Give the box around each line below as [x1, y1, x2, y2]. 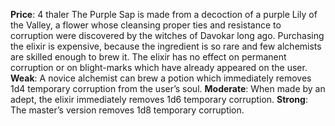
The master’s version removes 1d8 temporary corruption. [10, 104, 245, 116]
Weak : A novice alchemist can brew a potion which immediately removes [10, 72, 312, 84]
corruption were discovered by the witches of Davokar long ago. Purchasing [10, 30, 325, 41]
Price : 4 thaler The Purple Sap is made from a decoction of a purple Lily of [10, 9, 318, 20]
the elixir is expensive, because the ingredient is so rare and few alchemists [10, 40, 322, 52]
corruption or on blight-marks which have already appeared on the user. [10, 62, 308, 73]
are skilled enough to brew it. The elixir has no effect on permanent [10, 51, 287, 63]
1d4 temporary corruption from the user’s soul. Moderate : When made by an [10, 83, 326, 94]
